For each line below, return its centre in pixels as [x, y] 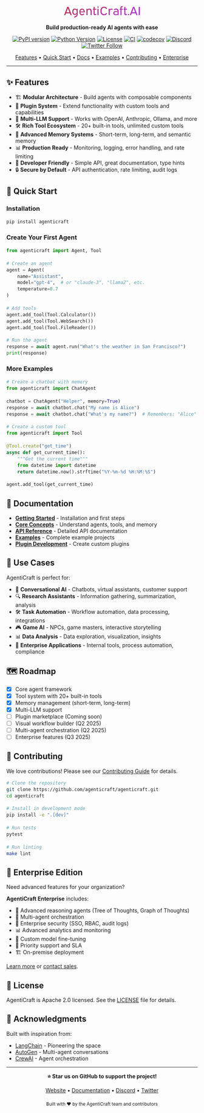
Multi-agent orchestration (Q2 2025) [61, 730]
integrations [30, 620]
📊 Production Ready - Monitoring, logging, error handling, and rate [100, 148]
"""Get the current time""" [53, 459]
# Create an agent [29, 264]
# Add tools [21, 308]
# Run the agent [27, 340]
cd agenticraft [25, 796]
